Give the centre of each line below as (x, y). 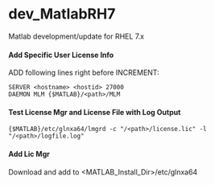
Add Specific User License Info (61, 55)
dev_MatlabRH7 (62, 14)
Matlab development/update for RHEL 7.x (76, 36)
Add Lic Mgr (29, 154)
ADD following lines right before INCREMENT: (84, 72)
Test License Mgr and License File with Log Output (95, 112)
